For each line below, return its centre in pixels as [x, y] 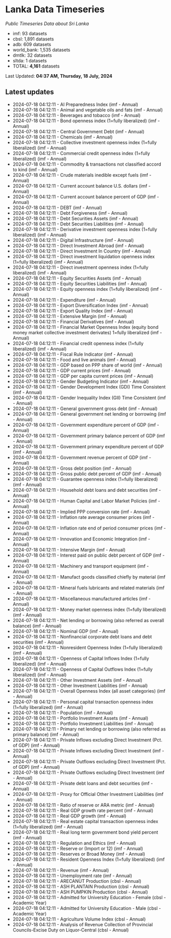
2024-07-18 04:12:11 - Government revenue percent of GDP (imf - [82, 457]
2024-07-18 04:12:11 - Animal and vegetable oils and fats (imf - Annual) [88, 110]
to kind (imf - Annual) [35, 169]
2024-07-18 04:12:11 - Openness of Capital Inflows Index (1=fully [81, 658]
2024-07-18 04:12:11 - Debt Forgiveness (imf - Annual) [70, 213]
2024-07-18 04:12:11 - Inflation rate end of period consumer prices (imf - [89, 528]
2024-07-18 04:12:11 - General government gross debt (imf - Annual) [85, 408]
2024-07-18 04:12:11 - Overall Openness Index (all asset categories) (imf [89, 691]
